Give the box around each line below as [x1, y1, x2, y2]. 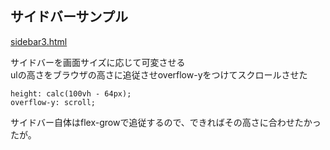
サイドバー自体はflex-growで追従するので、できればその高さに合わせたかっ [10, 116, 322, 128]
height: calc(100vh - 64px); [10, 88, 132, 99]
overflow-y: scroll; [10, 97, 97, 107]
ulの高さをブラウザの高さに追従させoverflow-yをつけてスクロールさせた [10, 68, 308, 81]
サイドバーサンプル [10, 8, 128, 26]
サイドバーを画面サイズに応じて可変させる [10, 56, 186, 68]
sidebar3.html [10, 35, 68, 47]
